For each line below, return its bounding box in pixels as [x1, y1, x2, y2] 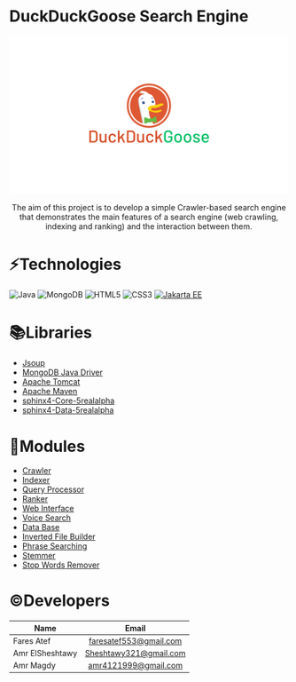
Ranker [21, 494, 49, 504]
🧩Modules [9, 436, 86, 456]
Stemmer [21, 551, 56, 561]
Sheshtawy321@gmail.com [84, 648, 186, 659]
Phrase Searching [21, 541, 88, 551]
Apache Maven [21, 386, 78, 397]
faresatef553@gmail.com [88, 635, 183, 646]
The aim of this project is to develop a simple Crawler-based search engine [12, 202, 286, 213]
